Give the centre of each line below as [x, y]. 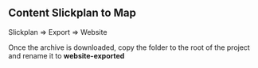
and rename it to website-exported [66, 55]
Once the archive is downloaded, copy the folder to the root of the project [129, 47]
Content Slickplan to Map [72, 13]
